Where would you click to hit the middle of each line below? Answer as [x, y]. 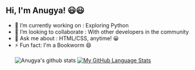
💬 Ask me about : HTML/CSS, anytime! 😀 [67, 38]
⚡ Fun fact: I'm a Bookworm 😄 [53, 45]
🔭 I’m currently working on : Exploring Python [72, 25]
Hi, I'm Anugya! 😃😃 [45, 11]
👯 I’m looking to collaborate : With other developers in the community [101, 32]
